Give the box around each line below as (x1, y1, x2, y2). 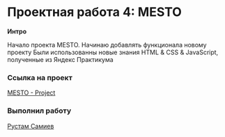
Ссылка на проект (7, 72, 73, 82)
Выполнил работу (7, 106, 72, 115)
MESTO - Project (7, 88, 56, 97)
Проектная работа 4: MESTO (7, 4, 183, 20)
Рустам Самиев (7, 122, 54, 130)
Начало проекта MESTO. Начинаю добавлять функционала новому (7, 40, 207, 49)
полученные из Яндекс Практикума (7, 55, 114, 63)
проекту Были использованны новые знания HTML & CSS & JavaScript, (7, 48, 219, 56)
